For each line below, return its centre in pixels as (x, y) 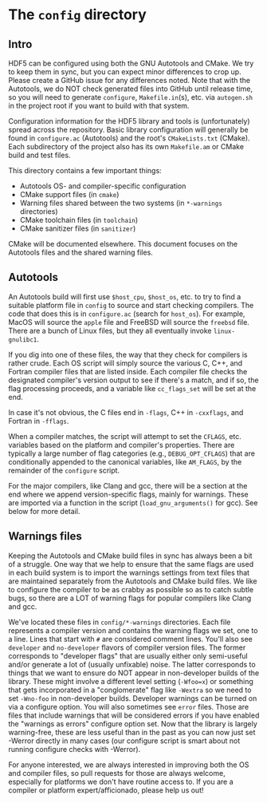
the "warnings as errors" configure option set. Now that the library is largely (133, 723)
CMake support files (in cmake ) (69, 194)
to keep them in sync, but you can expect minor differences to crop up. (125, 72)
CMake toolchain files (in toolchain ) (79, 220)
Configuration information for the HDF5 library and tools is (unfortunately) (129, 121)
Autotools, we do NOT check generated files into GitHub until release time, (131, 89)
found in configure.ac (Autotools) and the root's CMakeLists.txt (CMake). (129, 138)
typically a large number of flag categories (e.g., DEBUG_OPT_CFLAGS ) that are (132, 453)
